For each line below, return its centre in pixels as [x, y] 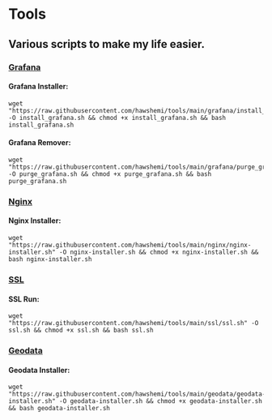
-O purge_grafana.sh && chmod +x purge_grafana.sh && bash [110, 174]
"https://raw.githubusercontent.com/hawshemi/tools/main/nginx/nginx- [130, 245]
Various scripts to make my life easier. [106, 44]
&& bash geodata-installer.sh [59, 409]
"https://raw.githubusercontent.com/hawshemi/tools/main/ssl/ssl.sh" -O [134, 324]
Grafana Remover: [40, 143]
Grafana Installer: [38, 87]
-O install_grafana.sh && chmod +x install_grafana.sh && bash [117, 118]
